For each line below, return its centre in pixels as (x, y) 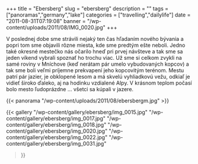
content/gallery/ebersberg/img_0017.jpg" (56, 118)
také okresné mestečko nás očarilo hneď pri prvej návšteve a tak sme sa (95, 52)
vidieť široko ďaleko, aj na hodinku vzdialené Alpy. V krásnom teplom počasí (99, 83)
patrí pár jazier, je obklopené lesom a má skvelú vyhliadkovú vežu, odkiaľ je (98, 77)
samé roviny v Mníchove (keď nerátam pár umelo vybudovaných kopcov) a (98, 64)
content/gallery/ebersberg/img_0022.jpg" (57, 137)
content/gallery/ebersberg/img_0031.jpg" (56, 144)
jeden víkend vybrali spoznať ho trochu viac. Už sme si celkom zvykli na (94, 58)
